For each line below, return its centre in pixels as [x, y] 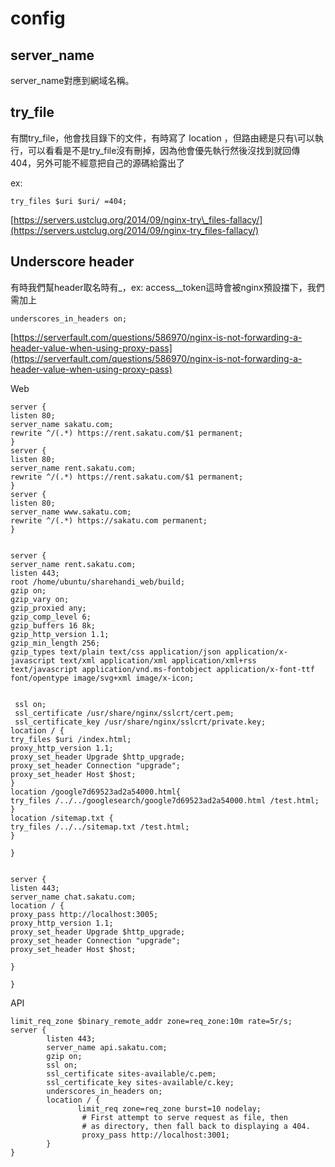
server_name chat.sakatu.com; [73, 897]
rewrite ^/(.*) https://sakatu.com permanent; [109, 520]
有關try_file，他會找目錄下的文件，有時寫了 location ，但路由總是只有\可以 [162, 138]
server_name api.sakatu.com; [107, 1047]
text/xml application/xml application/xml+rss [158, 660]
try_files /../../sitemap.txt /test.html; [100, 827]
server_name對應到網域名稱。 [72, 80]
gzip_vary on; [40, 599]
